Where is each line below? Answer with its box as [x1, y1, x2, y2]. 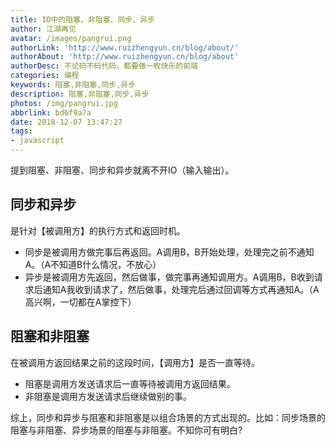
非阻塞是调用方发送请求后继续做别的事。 [24, 390, 192, 402]
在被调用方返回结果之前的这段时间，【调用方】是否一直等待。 [10, 356, 260, 368]
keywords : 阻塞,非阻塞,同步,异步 [10, 80, 137, 90]
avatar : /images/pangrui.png [10, 33, 132, 43]
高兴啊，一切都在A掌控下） [24, 296, 137, 308]
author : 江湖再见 [10, 24, 77, 34]
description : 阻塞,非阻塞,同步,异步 [10, 89, 150, 99]
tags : [10, 126, 33, 136]
